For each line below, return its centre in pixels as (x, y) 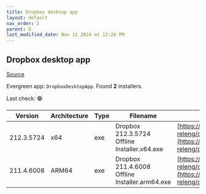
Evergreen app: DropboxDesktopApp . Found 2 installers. (74, 86)
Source (15, 74)
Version (27, 116)
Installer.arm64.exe (143, 182)
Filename (143, 116)
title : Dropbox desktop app (42, 12)
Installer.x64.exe (139, 149)
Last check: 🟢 (25, 98)
